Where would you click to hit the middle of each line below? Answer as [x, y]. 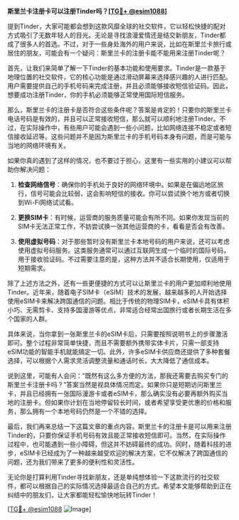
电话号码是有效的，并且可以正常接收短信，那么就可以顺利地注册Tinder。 [113, 119]
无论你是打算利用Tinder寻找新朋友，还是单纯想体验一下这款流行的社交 [110, 477]
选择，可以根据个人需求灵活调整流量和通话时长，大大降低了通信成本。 [110, 361]
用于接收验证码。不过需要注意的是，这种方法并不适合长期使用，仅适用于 [123, 259]
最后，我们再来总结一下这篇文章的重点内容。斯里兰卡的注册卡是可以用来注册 [119, 426]
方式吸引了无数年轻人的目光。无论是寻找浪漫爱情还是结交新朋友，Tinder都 [117, 35]
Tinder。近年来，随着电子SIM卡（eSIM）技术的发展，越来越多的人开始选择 [117, 292]
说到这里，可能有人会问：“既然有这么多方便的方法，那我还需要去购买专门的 [118, 376]
